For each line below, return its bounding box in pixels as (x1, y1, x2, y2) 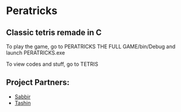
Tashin (14, 99, 31, 106)
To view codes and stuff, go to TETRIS (6, 60, 98, 67)
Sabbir (14, 93, 31, 100)
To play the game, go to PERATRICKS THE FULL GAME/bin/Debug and (6, 43, 176, 50)
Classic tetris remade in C (6, 28, 102, 38)
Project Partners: (6, 77, 70, 87)
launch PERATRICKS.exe (6, 49, 66, 56)
